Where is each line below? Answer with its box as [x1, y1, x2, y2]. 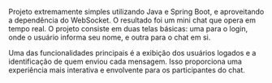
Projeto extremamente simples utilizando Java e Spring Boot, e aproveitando [8, 7, 265, 16]
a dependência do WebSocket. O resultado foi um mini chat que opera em [8, 15, 256, 25]
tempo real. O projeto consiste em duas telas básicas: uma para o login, [8, 24, 248, 33]
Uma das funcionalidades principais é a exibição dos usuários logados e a [8, 48, 257, 57]
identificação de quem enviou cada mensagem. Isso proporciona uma [8, 56, 242, 66]
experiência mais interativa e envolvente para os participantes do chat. [8, 65, 246, 75]
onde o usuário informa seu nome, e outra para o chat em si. [8, 32, 211, 42]
